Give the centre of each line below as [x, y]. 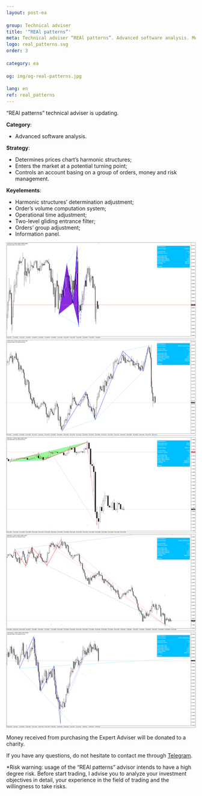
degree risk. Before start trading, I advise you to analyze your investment [96, 773]
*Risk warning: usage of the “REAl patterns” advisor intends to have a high [99, 767]
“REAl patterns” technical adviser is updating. [63, 113]
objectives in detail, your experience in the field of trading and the [88, 780]
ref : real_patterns [31, 95]
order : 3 [17, 51]
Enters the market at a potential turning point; [71, 166]
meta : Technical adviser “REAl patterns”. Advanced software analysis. [98, 38]
